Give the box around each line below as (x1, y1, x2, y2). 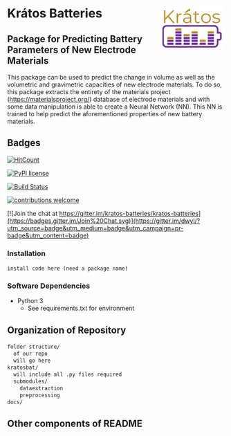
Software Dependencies (7, 281, 91, 291)
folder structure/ (7, 343, 60, 351)
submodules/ (13, 378, 48, 385)
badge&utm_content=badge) (7, 231, 89, 239)
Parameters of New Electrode (7, 44, 136, 55)
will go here (13, 357, 51, 365)
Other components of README (7, 417, 143, 429)
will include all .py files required (13, 371, 122, 379)
